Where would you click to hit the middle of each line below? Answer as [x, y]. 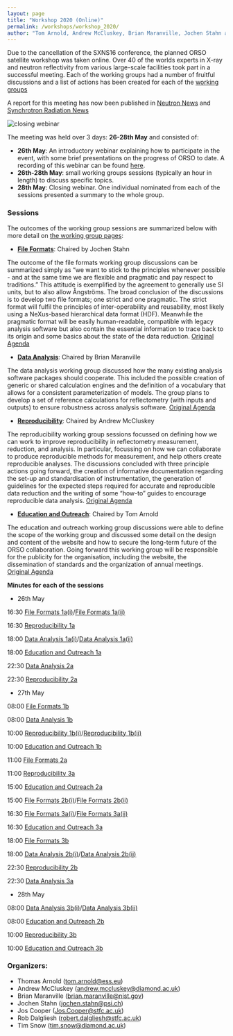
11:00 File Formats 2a [37, 760]
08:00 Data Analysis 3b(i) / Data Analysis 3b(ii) [72, 908]
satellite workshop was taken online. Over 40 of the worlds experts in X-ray [115, 60]
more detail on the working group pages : [65, 235]
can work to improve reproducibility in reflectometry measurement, [103, 441]
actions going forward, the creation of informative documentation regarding [115, 471]
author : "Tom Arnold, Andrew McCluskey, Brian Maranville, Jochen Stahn [114, 33]
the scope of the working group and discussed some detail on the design [112, 534]
